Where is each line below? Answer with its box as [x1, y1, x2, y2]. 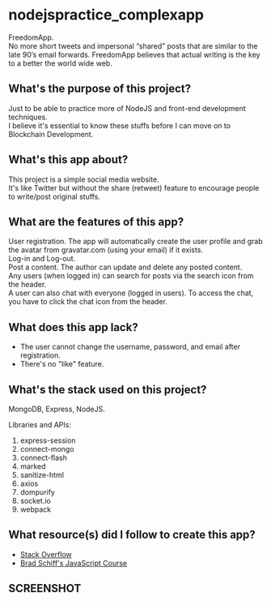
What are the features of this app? [8, 215, 184, 229]
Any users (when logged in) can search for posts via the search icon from [8, 271, 254, 281]
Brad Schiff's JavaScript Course [19, 558, 128, 568]
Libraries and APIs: [8, 420, 71, 429]
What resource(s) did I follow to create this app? [8, 528, 256, 542]
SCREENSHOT [8, 582, 82, 595]
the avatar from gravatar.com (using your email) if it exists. [8, 245, 204, 255]
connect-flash [19, 453, 67, 462]
